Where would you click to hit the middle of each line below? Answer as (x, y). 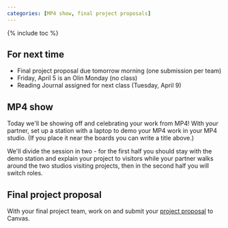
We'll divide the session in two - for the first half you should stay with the (110, 151)
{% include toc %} (33, 33)
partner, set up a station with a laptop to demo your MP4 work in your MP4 (112, 131)
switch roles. (25, 173)
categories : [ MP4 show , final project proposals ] (79, 13)
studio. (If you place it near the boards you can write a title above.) (101, 138)
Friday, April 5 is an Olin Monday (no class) (77, 78)
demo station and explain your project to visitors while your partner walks (110, 159)
